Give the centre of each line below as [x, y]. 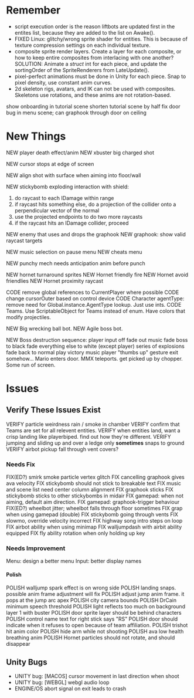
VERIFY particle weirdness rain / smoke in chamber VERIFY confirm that [93, 424]
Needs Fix [21, 464]
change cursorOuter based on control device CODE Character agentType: [95, 298]
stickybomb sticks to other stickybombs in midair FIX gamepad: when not [95, 496]
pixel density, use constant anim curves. [63, 82]
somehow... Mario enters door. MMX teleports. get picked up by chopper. [94, 358]
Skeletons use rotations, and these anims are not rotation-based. [93, 95]
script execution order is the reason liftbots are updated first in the [95, 26]
